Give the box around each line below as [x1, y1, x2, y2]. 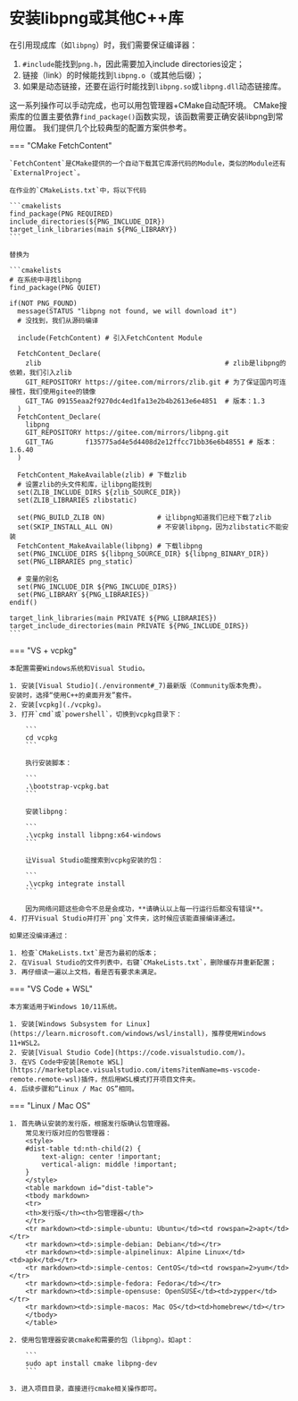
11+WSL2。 [9, 1039, 45, 1048]
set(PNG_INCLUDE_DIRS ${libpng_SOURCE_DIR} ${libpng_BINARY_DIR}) [17, 549, 269, 558]
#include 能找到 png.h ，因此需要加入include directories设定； [21, 58, 245, 69]
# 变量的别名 [17, 574, 60, 583]
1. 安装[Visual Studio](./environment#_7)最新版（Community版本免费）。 [9, 681, 266, 690]
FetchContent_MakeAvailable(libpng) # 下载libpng [17, 541, 203, 550]
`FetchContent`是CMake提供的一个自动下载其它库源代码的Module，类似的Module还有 [9, 158, 286, 168]
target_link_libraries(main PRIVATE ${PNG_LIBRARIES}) [9, 614, 218, 623]
